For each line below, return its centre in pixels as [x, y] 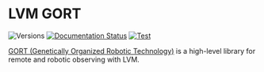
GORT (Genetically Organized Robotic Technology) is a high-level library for [132, 51]
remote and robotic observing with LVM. [74, 59]
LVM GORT [45, 14]
